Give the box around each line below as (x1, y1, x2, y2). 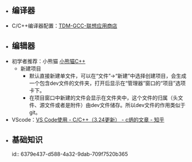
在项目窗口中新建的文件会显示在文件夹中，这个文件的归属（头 (29, 94, 179, 101)
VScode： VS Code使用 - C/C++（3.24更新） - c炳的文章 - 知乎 (11, 116, 165, 123)
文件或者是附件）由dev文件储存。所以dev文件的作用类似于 (44, 101, 186, 108)
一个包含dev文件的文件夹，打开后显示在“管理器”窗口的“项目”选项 (29, 80, 186, 87)
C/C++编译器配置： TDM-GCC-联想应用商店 (11, 22, 118, 29)
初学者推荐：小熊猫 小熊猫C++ (11, 57, 86, 64)
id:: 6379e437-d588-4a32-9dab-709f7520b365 (11, 151, 128, 158)
